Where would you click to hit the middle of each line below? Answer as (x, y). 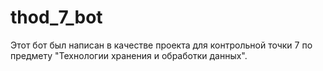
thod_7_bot (56, 17)
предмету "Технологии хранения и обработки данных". (129, 55)
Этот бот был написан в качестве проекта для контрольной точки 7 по (161, 45)
